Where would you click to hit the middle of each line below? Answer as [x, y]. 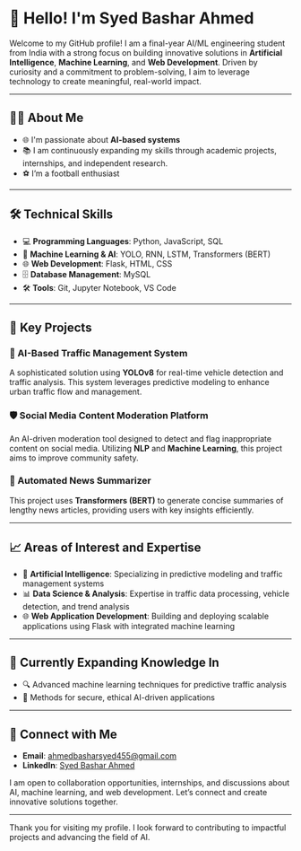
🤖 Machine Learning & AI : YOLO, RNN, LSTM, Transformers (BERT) [146, 254]
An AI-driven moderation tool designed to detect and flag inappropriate [140, 438]
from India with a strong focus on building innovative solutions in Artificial [146, 52]
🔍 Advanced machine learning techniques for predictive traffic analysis [154, 685]
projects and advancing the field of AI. [80, 838]
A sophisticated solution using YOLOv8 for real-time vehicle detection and [146, 373]
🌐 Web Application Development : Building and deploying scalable [146, 616]
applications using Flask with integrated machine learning [129, 626]
